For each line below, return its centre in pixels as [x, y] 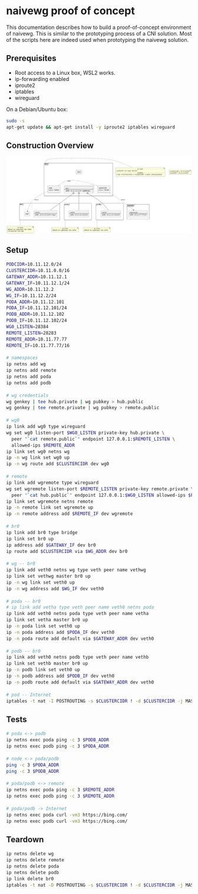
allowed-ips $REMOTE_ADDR [43, 445]
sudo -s [16, 121]
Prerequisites [31, 58]
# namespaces [22, 358]
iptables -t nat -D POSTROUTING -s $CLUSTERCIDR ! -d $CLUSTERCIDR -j [95, 885]
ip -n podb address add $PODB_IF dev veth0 [60, 676]
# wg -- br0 [21, 564]
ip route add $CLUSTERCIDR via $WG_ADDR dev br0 [67, 551]
